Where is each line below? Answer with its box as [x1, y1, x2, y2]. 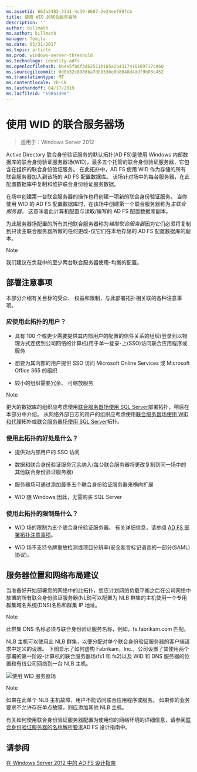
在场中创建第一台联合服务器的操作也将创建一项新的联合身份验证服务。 [6, 192, 176, 200]
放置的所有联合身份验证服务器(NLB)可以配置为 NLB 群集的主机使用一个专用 [6, 594, 188, 601]
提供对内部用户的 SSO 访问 [14, 448, 80, 456]
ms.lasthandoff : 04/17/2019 [6, 85, 75, 91]
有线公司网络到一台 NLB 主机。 [16, 660, 91, 667]
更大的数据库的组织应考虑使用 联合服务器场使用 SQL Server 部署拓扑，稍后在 [6, 403, 189, 410]
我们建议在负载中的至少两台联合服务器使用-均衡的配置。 [6, 258, 142, 265]
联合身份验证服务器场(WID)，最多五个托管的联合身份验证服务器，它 [21, 158, 185, 165]
